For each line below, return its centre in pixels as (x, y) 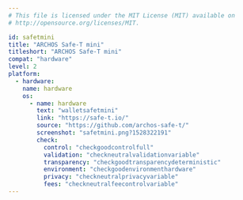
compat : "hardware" (40, 59)
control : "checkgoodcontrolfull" (99, 147)
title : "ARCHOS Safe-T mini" (56, 44)
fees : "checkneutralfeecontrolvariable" (111, 184)
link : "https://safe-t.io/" (83, 118)
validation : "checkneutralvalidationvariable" (121, 155)
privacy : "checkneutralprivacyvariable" (111, 177)
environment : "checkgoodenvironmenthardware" (120, 170)
